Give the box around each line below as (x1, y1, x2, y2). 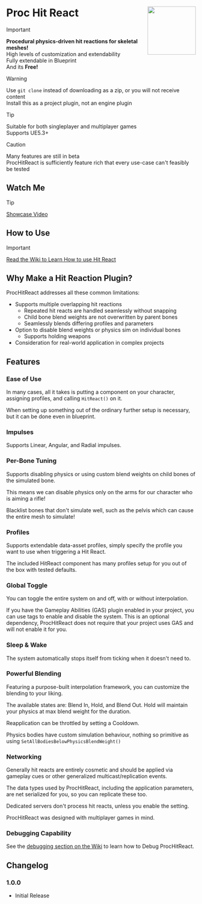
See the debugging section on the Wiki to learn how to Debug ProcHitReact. (6, 843, 194, 850)
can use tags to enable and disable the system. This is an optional (6, 613, 170, 620)
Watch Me (6, 183, 45, 193)
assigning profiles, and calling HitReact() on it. (6, 395, 123, 402)
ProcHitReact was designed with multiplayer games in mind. (6, 814, 155, 821)
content (6, 93, 26, 100)
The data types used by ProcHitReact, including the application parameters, (6, 784, 194, 792)
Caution (6, 140, 26, 148)
